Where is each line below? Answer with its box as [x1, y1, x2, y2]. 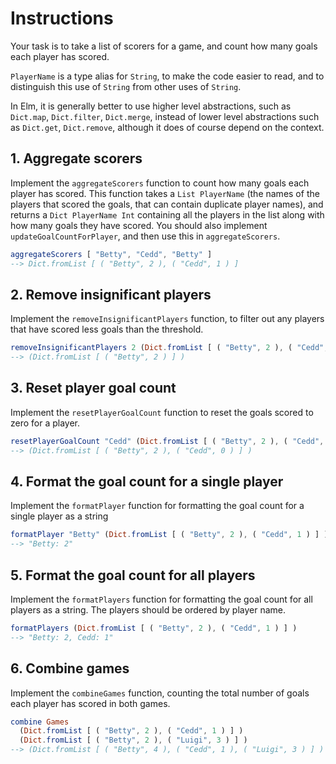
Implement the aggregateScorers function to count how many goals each [10, 177, 310, 189]
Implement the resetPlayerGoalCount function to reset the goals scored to [10, 406, 314, 418]
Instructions [10, 7, 114, 30]
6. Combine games [10, 660, 130, 677]
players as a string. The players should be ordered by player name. [10, 604, 287, 616]
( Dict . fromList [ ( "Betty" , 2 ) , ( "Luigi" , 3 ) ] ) [19, 735, 248, 746]
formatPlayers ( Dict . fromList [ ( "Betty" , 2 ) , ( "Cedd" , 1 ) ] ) [10, 623, 298, 633]
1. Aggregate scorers [10, 150, 143, 167]
